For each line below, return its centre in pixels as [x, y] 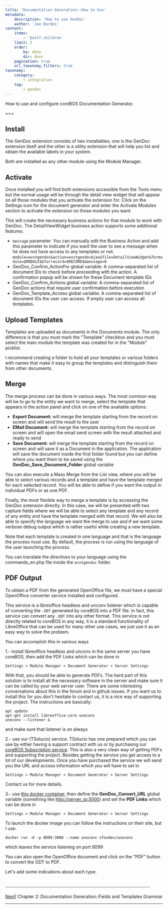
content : [14, 29]
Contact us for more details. [34, 784]
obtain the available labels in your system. [48, 152]
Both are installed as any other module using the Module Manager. [73, 162]
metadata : [15, 15]
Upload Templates [34, 320]
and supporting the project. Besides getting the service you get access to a [83, 755]
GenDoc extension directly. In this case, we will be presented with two [77, 505]
